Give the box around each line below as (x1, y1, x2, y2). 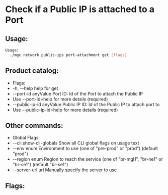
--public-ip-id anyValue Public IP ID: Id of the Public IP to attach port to (12, 101, 160, 107)
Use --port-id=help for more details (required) (12, 96, 108, 102)
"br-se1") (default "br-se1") (12, 162, 68, 168)
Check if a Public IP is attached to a (5, 4, 155, 15)
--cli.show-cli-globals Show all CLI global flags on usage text (12, 140, 139, 146)
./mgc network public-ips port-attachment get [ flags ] (10, 52, 127, 58)
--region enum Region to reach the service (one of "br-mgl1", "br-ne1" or (12, 156, 163, 162)
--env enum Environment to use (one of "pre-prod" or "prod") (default (12, 145, 158, 152)
